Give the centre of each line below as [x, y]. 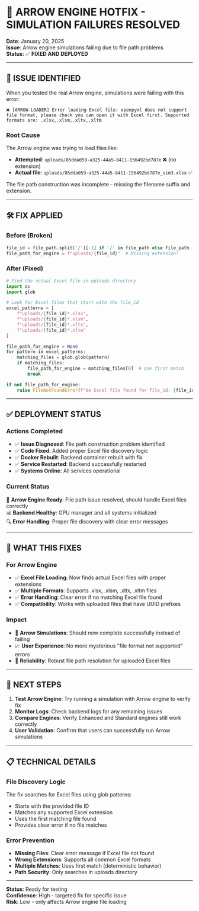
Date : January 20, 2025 [35, 41]
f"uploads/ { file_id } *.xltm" [51, 330]
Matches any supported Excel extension [64, 812]
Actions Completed [35, 431]
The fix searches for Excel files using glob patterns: [69, 794]
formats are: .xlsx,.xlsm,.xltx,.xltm [54, 120]
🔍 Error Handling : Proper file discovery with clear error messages [87, 521]
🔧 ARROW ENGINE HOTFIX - [76, 12]
